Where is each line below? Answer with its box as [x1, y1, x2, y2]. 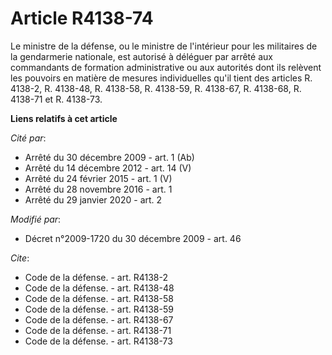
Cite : [10, 252, 30, 264]
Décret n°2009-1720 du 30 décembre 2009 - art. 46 [24, 232, 242, 244]
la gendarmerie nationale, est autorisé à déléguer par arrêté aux [10, 50, 273, 62]
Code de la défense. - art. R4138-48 [24, 282, 175, 294]
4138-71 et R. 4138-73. [10, 93, 103, 105]
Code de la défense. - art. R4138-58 [24, 292, 174, 304]
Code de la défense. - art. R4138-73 [24, 335, 173, 347]
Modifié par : [10, 213, 62, 225]
